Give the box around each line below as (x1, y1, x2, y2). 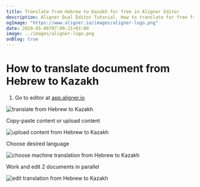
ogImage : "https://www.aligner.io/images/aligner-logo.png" (6, 20, 159, 26)
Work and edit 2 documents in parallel (6, 163, 99, 170)
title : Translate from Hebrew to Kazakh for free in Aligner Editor (6, 8, 180, 15)
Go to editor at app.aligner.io (14, 94, 85, 101)
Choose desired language (6, 140, 70, 147)
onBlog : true (6, 36, 39, 42)
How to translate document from (6, 62, 170, 75)
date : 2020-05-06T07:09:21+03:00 (6, 25, 89, 31)
